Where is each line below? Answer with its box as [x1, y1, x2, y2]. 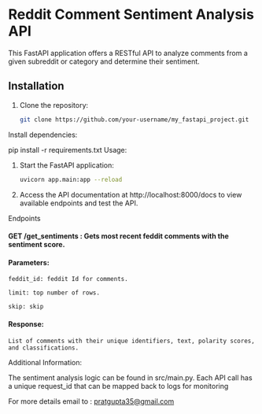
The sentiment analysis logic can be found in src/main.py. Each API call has [8, 372, 253, 383]
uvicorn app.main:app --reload [19, 176, 123, 183]
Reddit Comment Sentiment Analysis [8, 6, 254, 24]
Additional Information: [8, 357, 83, 367]
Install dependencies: [8, 130, 78, 139]
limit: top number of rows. [8, 289, 101, 297]
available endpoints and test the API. [19, 198, 138, 208]
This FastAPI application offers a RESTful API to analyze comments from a [8, 48, 248, 57]
